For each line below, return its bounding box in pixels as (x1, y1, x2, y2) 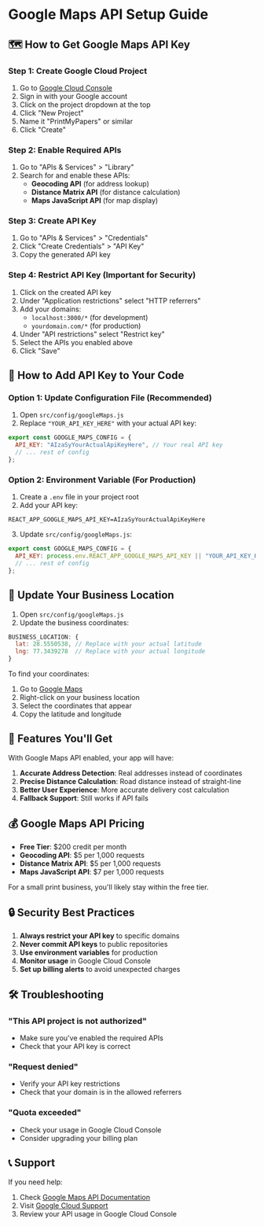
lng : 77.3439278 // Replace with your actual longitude (15, 647, 206, 656)
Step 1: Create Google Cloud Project (8, 65, 148, 76)
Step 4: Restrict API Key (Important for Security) (8, 270, 196, 281)
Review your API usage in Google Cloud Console (19, 1209, 177, 1218)
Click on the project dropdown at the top (19, 100, 151, 109)
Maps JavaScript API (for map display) (31, 196, 159, 205)
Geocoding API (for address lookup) (31, 179, 149, 189)
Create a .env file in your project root (19, 492, 139, 502)
